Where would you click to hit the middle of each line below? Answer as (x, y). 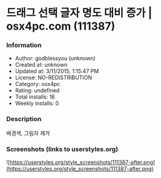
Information (24, 45)
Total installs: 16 (35, 97)
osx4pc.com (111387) (61, 26)
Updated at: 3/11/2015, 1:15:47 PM (57, 71)
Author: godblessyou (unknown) (55, 58)
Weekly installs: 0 (37, 104)
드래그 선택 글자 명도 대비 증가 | (79, 13)
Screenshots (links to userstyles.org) (62, 149)
